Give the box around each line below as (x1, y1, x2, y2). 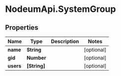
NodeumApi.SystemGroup (5, 3, 116, 15)
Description (51, 38, 79, 45)
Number (26, 55, 46, 61)
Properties (5, 23, 39, 32)
